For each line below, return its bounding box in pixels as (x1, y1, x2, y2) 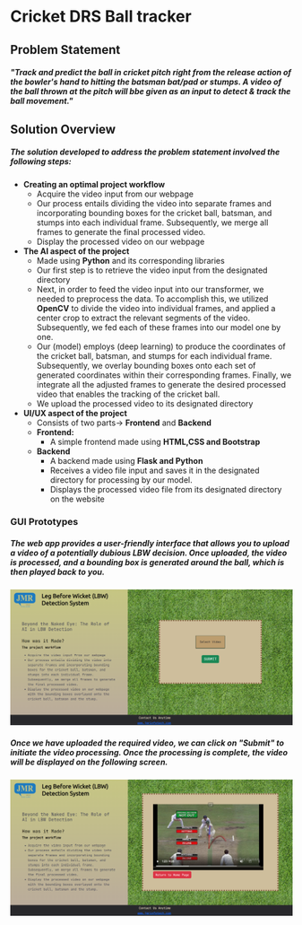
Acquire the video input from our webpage (36, 188, 194, 199)
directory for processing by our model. (49, 474, 193, 485)
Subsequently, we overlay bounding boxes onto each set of (36, 360, 256, 371)
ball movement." (10, 96, 73, 107)
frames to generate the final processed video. (36, 226, 206, 237)
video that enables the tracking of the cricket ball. (36, 388, 220, 399)
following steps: (10, 156, 73, 167)
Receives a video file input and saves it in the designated (49, 465, 260, 476)
